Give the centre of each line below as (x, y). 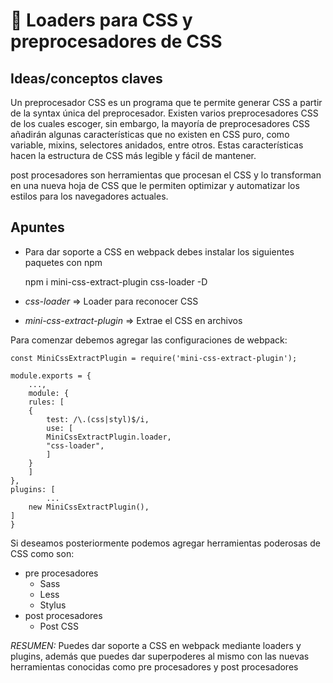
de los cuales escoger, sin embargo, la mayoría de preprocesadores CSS (160, 123)
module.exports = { (51, 375)
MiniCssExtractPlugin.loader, (109, 437)
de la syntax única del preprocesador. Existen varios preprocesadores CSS (164, 113)
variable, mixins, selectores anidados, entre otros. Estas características (157, 145)
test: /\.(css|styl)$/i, (98, 419)
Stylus (53, 605)
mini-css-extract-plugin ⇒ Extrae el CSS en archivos (133, 320)
